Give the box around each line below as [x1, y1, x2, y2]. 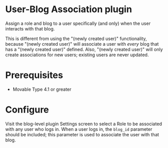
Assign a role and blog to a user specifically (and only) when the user [5, 20, 151, 26]
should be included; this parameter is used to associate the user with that [5, 131, 159, 137]
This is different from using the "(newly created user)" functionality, [5, 35, 147, 42]
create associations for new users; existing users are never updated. [5, 52, 149, 58]
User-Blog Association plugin [5, 4, 132, 15]
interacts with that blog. [5, 25, 55, 31]
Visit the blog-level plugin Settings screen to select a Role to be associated [5, 121, 162, 127]
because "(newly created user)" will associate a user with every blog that [5, 41, 159, 47]
